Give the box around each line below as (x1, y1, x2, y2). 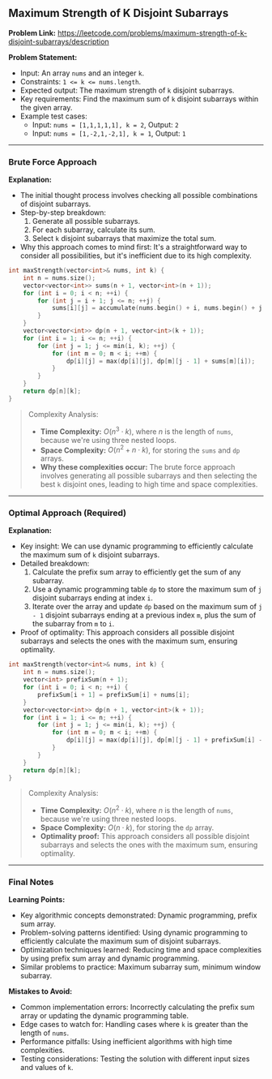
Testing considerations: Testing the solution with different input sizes (19, 1054, 250, 1064)
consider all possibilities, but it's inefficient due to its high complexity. (19, 251, 253, 260)
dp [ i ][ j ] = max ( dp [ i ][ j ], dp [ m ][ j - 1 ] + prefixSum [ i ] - (66, 736, 263, 745)
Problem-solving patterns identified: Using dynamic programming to (19, 928, 249, 938)
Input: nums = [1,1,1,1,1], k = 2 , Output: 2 (32, 119, 180, 129)
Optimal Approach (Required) (8, 507, 127, 518)
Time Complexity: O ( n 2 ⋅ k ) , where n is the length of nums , (40, 804, 233, 815)
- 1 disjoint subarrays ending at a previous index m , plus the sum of (32, 610, 257, 620)
